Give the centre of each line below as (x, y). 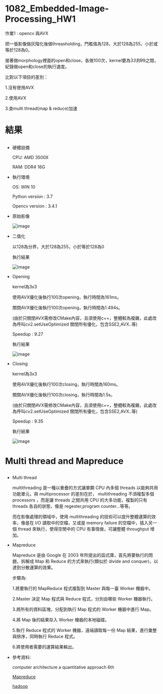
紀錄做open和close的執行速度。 (37, 66)
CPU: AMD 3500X (30, 158)
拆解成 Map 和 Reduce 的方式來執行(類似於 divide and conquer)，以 (90, 562)
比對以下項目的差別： (27, 77)
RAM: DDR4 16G (29, 167)
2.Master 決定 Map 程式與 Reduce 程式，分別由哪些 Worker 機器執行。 (84, 599)
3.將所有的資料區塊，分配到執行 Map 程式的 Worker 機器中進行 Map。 (83, 609)
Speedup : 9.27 (27, 334)
